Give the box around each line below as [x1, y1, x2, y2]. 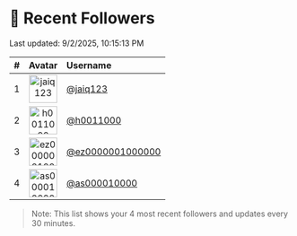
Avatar [28, 58, 58, 71]
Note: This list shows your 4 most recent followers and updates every [31, 208, 289, 219]
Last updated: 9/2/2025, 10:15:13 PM [9, 38, 144, 48]
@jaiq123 [66, 83, 108, 95]
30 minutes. [31, 217, 76, 228]
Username [66, 58, 112, 71]
